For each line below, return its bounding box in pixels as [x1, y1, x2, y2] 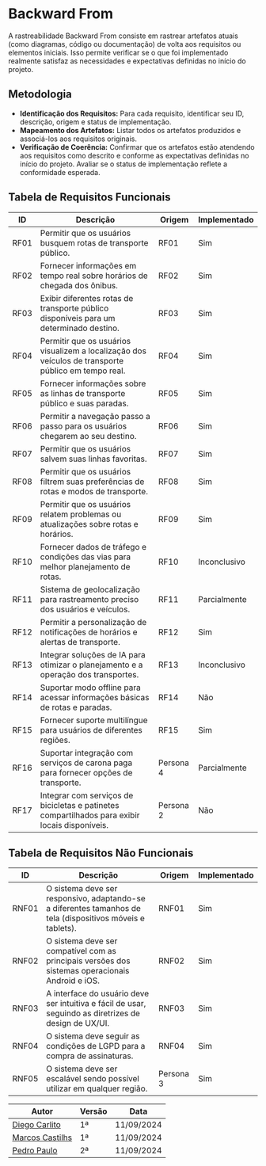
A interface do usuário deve [46, 988, 150, 999]
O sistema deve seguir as [46, 1031, 140, 1042]
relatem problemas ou [40, 509, 122, 520]
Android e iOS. [46, 975, 101, 986]
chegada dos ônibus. [40, 280, 119, 291]
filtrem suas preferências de [40, 476, 145, 487]
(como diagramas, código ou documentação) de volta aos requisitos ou [8, 39, 241, 48]
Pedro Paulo [12, 1145, 58, 1156]
